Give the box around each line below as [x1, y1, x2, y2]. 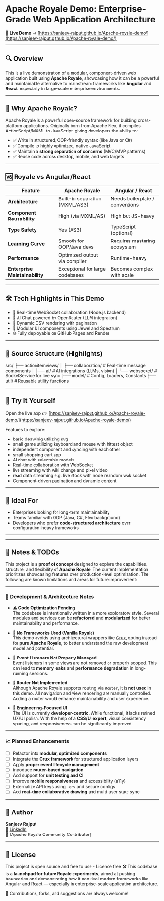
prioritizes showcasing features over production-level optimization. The [5, 571, 149, 577]
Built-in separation [58, 196, 102, 202]
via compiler [58, 258, 87, 264]
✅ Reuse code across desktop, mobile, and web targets [12, 154, 125, 159]
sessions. [29, 670, 48, 676]
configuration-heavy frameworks [12, 525, 79, 531]
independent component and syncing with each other [12, 446, 121, 452]
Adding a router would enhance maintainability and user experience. [12, 695, 150, 701]
